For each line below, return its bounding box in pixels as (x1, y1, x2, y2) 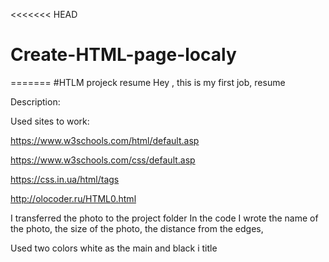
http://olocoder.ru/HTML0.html (10, 192, 137, 204)
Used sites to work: (10, 115, 90, 127)
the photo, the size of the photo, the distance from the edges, (10, 222, 264, 234)
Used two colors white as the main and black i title (10, 242, 218, 254)
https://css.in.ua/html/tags (10, 173, 120, 185)
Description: (10, 95, 61, 108)
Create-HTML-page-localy (10, 44, 237, 66)
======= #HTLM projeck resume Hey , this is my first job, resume (10, 76, 286, 88)
